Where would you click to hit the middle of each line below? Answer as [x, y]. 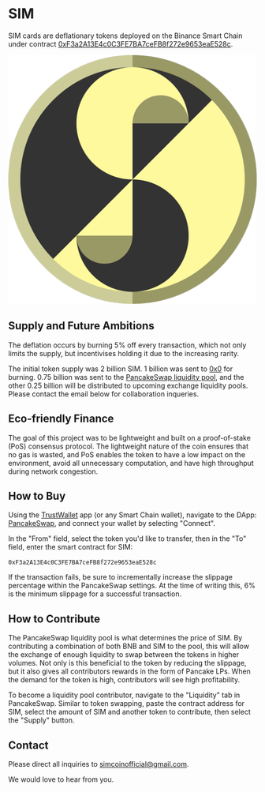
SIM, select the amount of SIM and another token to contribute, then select [129, 712]
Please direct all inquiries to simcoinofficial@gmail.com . [99, 764]
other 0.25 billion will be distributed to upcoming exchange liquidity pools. [128, 385]
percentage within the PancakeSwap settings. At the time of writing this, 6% [132, 586]
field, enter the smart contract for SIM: [71, 547]
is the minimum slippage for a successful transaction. [95, 594]
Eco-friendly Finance [61, 419]
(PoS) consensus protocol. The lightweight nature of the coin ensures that [128, 446]
